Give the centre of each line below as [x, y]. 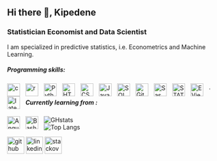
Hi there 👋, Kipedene [52, 13]
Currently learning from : [61, 102]
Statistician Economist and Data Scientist [77, 32]
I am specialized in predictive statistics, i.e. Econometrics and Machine [106, 47]
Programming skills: [37, 70]
